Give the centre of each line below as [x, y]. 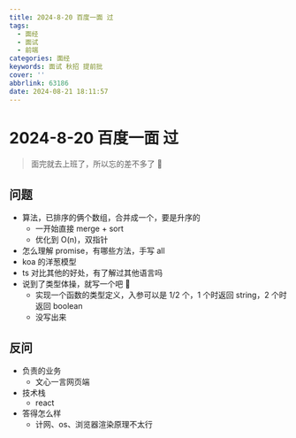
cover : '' [27, 75]
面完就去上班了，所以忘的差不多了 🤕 [96, 164]
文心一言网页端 [62, 382]
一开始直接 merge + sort [79, 229]
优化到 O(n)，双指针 [72, 240]
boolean [68, 306]
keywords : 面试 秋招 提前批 [56, 67]
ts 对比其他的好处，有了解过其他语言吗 [92, 273]
